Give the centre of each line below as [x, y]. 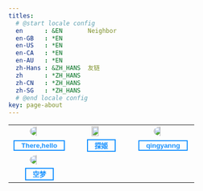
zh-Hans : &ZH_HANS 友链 [58, 68]
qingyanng [163, 146]
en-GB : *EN [39, 38]
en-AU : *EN [39, 61]
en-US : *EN [39, 46]
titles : [21, 16]
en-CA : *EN [39, 53]
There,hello [39, 146]
